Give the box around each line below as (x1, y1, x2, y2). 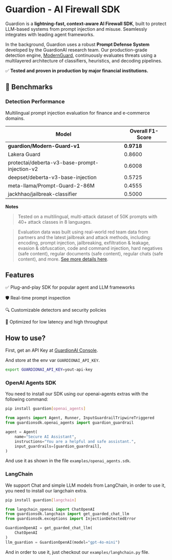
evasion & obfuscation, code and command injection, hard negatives (17, 245, 163, 251)
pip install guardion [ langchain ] (5, 498, 77, 503)
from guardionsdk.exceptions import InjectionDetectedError (5, 516, 137, 522)
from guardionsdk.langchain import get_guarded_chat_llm (5, 511, 130, 516)
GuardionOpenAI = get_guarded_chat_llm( (5, 526, 93, 531)
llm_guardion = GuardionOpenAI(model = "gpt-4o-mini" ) (5, 540, 120, 545)
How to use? (5, 334, 46, 342)
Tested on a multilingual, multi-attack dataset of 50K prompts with (17, 213, 158, 220)
